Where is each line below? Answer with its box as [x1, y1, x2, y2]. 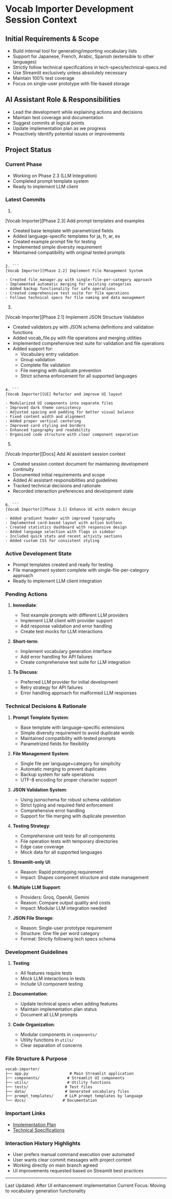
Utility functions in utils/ [20, 1037, 74, 1043]
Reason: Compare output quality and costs [20, 899, 111, 906]
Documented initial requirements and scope [12, 471, 105, 477]
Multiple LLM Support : [12, 884, 61, 890]
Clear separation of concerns [20, 1042, 82, 1048]
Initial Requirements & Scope [5, 34, 99, 43]
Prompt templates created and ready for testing [12, 561, 113, 568]
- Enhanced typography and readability [5, 427, 91, 432]
